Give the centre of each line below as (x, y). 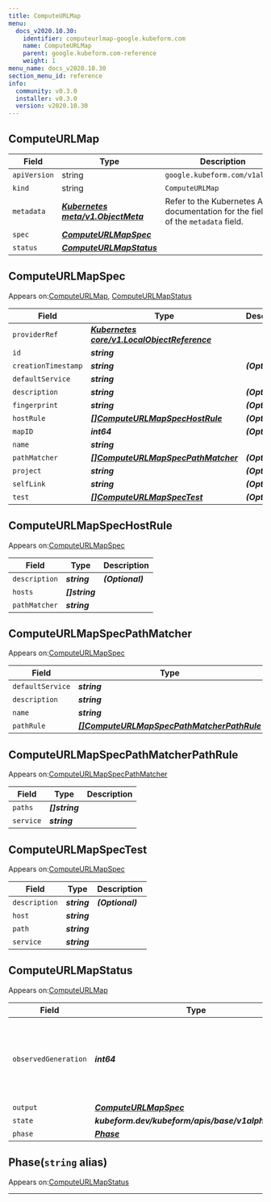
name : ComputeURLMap (57, 46)
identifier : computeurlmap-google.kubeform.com (104, 38)
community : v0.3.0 (47, 91)
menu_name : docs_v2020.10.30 (57, 69)
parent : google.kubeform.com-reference (90, 53)
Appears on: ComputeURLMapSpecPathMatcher (88, 774)
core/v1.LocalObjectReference (151, 339)
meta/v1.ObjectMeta (102, 216)
